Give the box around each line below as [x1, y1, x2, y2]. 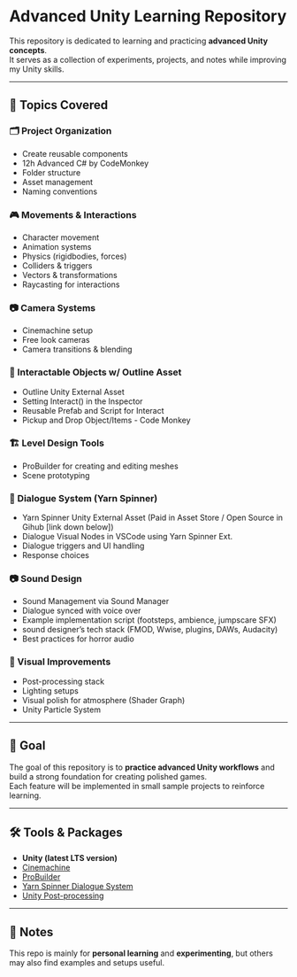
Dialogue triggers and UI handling [21, 540, 145, 551]
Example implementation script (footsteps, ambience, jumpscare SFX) [21, 615, 277, 625]
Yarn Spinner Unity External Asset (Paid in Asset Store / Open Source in [21, 512, 284, 523]
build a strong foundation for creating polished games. [9, 771, 208, 781]
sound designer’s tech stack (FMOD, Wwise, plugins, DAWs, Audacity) [21, 624, 278, 635]
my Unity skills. [9, 64, 65, 74]
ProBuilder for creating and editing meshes [21, 461, 179, 471]
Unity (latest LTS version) [21, 853, 118, 864]
